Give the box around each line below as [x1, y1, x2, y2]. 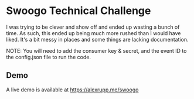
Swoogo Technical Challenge [6, 4, 151, 18]
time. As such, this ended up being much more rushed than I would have [6, 29, 181, 36]
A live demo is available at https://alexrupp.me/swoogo [6, 86, 139, 93]
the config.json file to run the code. [6, 53, 91, 60]
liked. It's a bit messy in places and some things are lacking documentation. [6, 36, 189, 43]
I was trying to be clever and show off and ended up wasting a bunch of [6, 23, 180, 30]
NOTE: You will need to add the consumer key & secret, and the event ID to [6, 47, 187, 54]
